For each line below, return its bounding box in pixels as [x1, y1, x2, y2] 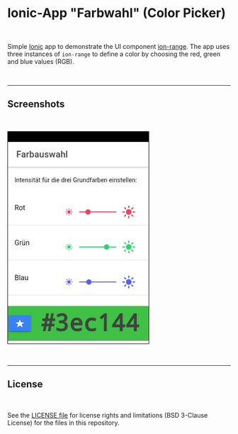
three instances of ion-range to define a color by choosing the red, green [7, 50, 221, 58]
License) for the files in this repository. [7, 418, 120, 427]
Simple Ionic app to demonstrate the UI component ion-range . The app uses [7, 42, 230, 50]
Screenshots [7, 98, 65, 111]
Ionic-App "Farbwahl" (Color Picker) [7, 5, 227, 21]
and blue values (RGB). [7, 57, 74, 65]
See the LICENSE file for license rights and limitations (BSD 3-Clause [7, 411, 208, 419]
